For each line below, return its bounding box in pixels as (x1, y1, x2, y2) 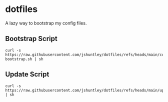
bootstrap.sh (5, 56, 32, 61)
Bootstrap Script (5, 34, 57, 43)
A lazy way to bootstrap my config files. (5, 20, 87, 26)
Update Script (5, 70, 49, 78)
